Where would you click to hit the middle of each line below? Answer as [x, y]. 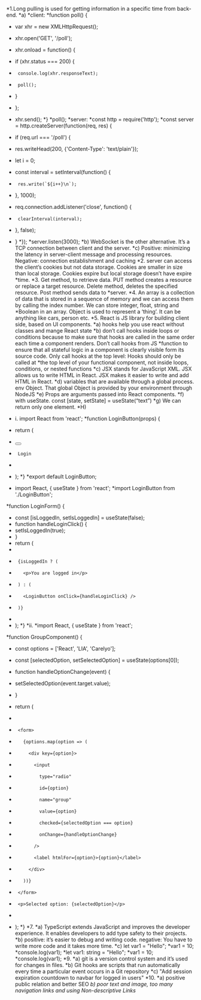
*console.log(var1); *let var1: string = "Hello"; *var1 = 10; [84, 952]
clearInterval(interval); [50, 219]
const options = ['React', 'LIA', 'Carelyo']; [65, 648]
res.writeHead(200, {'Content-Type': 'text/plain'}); [77, 149]
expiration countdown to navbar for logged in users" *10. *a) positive [100, 978]
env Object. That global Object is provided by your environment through [103, 388]
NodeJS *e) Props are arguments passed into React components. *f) [99, 394]
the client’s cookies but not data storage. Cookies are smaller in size [99, 267]
